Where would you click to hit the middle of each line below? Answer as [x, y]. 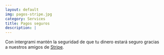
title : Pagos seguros [28, 23]
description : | [21, 28]
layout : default [22, 10]
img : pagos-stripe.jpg [29, 14]
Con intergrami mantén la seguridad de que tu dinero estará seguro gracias [82, 42]
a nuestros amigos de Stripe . [35, 47]
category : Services [25, 19]
